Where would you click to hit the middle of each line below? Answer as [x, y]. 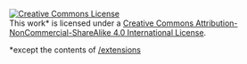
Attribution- [217, 23]
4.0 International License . [160, 32]
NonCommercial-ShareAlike [60, 32]
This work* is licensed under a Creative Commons [102, 23]
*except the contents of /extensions [75, 50]
